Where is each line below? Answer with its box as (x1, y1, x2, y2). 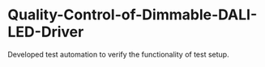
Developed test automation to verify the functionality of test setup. (7, 49, 229, 59)
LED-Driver (7, 23, 84, 41)
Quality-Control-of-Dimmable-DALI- (7, 6, 258, 24)
